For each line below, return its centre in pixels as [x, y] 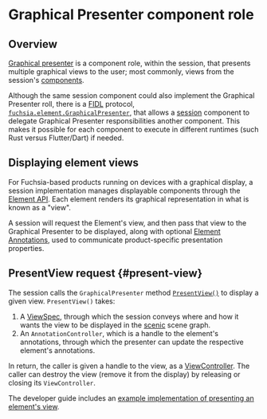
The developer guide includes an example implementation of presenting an [131, 398]
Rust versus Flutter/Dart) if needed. [66, 138]
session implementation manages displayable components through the [124, 190]
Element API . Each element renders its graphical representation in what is [129, 199]
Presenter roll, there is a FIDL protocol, [72, 104]
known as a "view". [40, 207]
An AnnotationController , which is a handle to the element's [119, 333]
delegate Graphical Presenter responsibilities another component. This [124, 121]
